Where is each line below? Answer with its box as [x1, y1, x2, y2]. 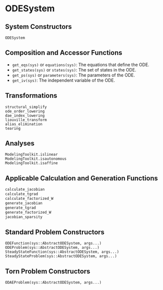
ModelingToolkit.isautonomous [5, 156, 67, 162]
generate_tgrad [5, 205, 36, 210]
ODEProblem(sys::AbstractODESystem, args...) [5, 245, 99, 250]
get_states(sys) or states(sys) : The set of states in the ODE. [12, 67, 137, 72]
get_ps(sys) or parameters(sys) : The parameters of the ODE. [12, 72, 135, 78]
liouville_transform [5, 117, 47, 122]
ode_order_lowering [5, 109, 45, 114]
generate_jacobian [5, 200, 43, 206]
